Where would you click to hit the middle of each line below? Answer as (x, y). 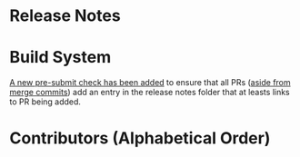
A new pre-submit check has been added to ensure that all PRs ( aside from (150, 83)
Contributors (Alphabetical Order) (140, 138)
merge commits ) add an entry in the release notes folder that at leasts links (150, 93)
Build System (60, 58)
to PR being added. (45, 102)
